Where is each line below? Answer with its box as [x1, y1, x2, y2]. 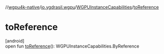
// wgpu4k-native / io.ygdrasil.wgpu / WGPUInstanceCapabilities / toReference [5, 4, 159, 10]
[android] [5, 38, 25, 44]
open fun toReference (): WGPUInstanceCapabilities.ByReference [5, 43, 139, 49]
